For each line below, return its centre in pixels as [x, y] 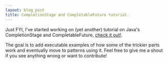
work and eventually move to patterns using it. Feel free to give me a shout [84, 50]
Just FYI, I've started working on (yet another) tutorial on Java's [72, 29]
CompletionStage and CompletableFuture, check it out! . [64, 35]
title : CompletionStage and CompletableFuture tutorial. [67, 15]
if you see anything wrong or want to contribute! [56, 56]
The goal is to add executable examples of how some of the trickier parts [82, 45]
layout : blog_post [25, 10]
